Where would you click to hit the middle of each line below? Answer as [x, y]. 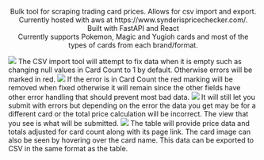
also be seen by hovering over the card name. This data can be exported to [131, 140]
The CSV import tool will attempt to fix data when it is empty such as [130, 61]
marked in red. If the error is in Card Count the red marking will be [121, 79]
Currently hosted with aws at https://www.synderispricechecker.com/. [133, 20]
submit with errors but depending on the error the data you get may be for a [132, 105]
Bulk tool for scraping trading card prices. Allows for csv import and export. [133, 11]
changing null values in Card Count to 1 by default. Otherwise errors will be [130, 70]
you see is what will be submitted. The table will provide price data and [129, 123]
